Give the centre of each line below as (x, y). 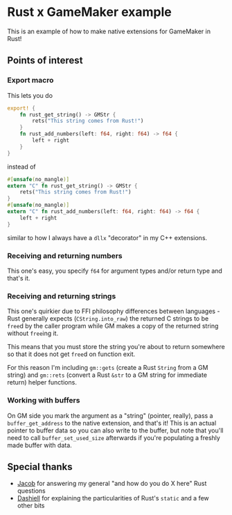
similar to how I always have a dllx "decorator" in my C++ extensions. (107, 237)
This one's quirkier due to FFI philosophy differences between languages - (114, 311)
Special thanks (40, 467)
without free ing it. (33, 333)
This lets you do (30, 95)
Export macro (30, 81)
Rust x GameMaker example (89, 12)
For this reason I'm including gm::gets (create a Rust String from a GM (108, 368)
